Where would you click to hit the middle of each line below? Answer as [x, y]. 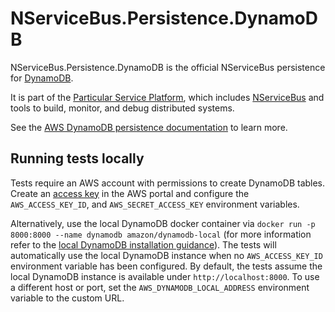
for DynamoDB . [42, 78]
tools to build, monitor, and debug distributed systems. [122, 108]
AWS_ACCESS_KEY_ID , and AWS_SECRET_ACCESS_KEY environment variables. [155, 204]
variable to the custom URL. [67, 298]
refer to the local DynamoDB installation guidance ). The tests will [143, 244]
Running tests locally [77, 158]
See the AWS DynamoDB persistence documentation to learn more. [149, 127]
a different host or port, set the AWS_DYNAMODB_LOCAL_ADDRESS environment [160, 287]
